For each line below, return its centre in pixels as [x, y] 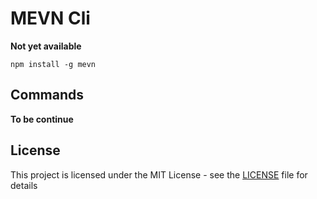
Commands [47, 95]
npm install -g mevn [53, 64]
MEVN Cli [50, 18]
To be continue [42, 119]
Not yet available [46, 46]
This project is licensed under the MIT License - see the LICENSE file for [159, 174]
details [24, 185]
